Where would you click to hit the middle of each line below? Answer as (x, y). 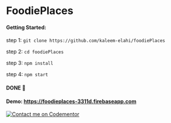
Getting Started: (26, 27)
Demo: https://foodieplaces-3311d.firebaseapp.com (71, 101)
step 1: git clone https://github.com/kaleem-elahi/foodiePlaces (86, 40)
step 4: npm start (27, 74)
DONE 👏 (16, 88)
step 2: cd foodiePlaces (35, 52)
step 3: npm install (30, 63)
